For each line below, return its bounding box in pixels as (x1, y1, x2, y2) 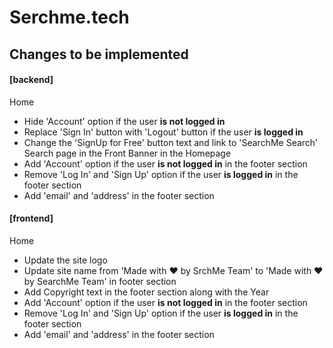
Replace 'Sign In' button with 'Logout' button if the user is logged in (23, 126, 304, 138)
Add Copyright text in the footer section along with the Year (23, 286, 270, 298)
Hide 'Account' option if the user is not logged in (23, 115, 226, 127)
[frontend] (9, 212, 54, 225)
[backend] (9, 74, 54, 86)
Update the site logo (23, 254, 108, 266)
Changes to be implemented (9, 46, 189, 63)
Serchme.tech (9, 6, 130, 29)
